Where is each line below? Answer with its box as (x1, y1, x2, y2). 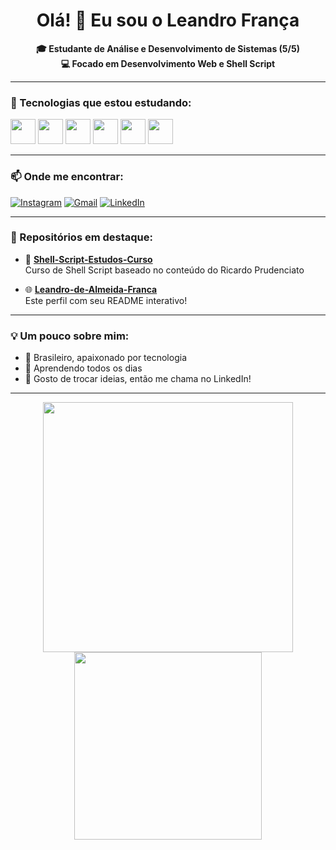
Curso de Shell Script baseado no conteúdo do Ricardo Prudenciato (24, 264, 305, 276)
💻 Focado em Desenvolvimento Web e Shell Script (60, 57, 276, 69)
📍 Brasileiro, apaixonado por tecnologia (24, 352, 187, 364)
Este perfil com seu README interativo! (24, 294, 188, 306)
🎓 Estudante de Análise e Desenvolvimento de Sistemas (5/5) (36, 42, 300, 54)
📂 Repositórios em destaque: (10, 230, 153, 244)
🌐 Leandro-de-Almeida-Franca (24, 283, 158, 295)
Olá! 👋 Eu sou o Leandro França (36, 9, 300, 32)
